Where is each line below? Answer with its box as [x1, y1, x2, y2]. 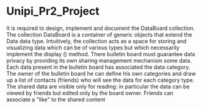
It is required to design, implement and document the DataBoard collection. [6, 24, 195, 32]
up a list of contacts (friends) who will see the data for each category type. [6, 76, 195, 84]
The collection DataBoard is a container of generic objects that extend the [6, 31, 192, 38]
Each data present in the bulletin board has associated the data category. [6, 63, 190, 71]
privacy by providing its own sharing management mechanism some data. [6, 57, 192, 64]
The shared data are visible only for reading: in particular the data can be [6, 82, 190, 90]
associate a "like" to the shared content [6, 96, 106, 103]
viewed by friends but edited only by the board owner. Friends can [6, 89, 174, 96]
